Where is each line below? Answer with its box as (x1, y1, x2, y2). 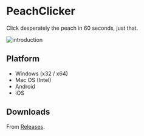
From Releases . (6, 123, 46, 130)
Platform (6, 53, 40, 64)
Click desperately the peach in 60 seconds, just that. (6, 24, 139, 32)
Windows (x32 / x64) (15, 70, 69, 77)
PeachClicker (6, 4, 76, 18)
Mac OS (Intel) (15, 76, 52, 83)
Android (15, 83, 35, 90)
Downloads (6, 107, 50, 117)
